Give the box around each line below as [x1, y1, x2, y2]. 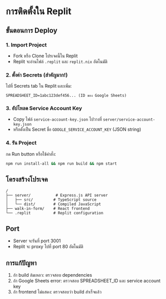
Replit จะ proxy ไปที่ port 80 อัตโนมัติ [13, 244, 84, 250]
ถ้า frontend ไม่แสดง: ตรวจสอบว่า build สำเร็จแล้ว [13, 289, 102, 295]
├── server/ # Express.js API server [6, 193, 108, 198]
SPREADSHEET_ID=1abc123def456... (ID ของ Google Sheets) [6, 93, 127, 98]
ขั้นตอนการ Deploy [6, 26, 58, 34]
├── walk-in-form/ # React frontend [6, 206, 90, 211]
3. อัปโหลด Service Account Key [6, 105, 82, 112]
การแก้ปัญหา [6, 258, 37, 267]
